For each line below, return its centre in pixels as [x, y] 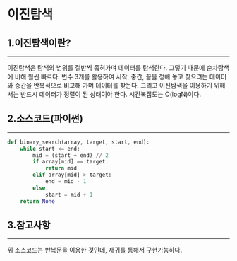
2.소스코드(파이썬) [45, 118]
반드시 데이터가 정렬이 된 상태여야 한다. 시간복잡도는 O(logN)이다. [111, 94]
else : [41, 188]
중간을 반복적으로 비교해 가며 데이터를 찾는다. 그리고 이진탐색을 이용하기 [114, 85]
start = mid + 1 [69, 195]
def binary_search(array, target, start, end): [79, 142]
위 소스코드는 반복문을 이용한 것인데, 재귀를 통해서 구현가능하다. [95, 250]
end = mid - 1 [66, 182]
